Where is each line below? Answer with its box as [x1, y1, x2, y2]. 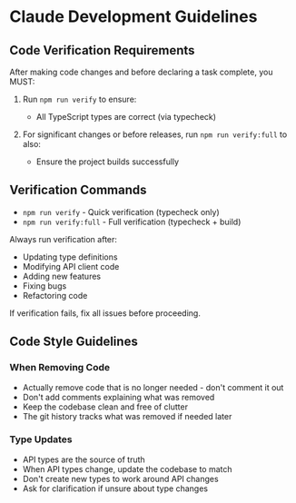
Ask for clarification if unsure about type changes [22, 483, 209, 494]
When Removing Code [9, 361, 111, 374]
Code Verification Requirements [9, 43, 195, 58]
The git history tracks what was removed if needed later [22, 410, 232, 421]
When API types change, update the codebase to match [22, 463, 233, 474]
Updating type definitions [22, 251, 118, 262]
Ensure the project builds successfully [35, 156, 180, 167]
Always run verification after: [9, 233, 118, 244]
